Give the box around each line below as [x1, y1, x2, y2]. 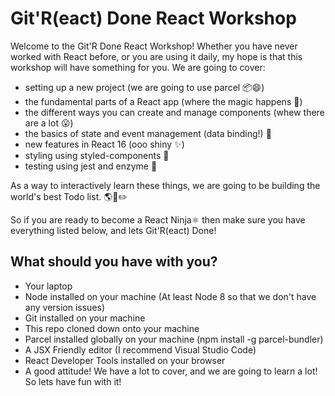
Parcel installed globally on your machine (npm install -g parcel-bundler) [24, 333, 324, 345]
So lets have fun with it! [24, 375, 122, 387]
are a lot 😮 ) [24, 117, 74, 129]
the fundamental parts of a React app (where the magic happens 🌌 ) [24, 95, 303, 107]
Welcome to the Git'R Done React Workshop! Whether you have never [10, 40, 298, 52]
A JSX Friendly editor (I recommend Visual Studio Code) [24, 343, 257, 356]
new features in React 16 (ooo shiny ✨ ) [24, 138, 185, 150]
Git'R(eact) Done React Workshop [10, 7, 297, 30]
